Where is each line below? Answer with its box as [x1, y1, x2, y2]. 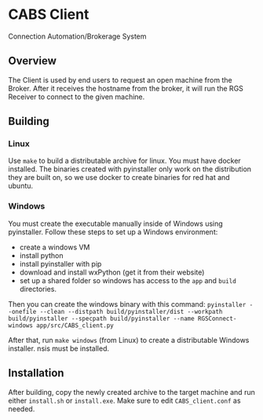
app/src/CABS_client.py [36, 321, 114, 330]
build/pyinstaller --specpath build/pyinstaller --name [8, 315, 195, 322]
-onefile [8, 308, 37, 315]
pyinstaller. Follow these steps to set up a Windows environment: [8, 227, 218, 237]
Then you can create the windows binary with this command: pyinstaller [8, 299, 247, 308]
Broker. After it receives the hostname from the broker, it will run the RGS [8, 83, 243, 93]
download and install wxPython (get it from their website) [19, 267, 205, 277]
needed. [8, 403, 35, 414]
